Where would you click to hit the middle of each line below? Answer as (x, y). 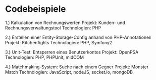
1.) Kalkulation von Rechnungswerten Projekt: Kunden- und (65, 23)
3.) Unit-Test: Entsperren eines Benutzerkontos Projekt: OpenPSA (72, 52)
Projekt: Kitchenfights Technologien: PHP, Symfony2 (59, 42)
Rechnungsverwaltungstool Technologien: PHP (53, 27)
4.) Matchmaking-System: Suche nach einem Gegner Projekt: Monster (77, 67)
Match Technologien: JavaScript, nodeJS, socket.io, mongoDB (69, 72)
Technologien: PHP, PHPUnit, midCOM (45, 57)
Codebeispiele (35, 9)
